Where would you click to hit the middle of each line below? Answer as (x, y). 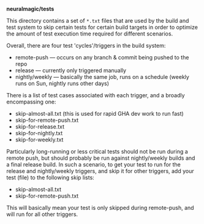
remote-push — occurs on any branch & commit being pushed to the (102, 57)
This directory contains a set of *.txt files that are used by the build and (98, 21)
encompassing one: (31, 102)
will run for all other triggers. (42, 214)
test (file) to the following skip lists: (51, 177)
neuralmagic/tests (30, 9)
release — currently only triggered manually (71, 70)
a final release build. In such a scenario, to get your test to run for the (93, 164)
